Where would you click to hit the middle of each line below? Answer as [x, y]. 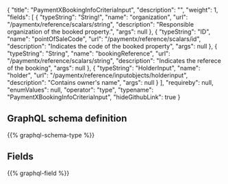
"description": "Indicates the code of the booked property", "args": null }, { [112, 46]
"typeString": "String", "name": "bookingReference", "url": [89, 53]
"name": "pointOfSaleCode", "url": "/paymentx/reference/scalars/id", [104, 39]
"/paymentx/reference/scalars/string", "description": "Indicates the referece [114, 61]
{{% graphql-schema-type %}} [51, 135]
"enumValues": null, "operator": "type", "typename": [80, 90]
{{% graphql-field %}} [38, 173]
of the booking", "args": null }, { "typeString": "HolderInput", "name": [104, 68]
